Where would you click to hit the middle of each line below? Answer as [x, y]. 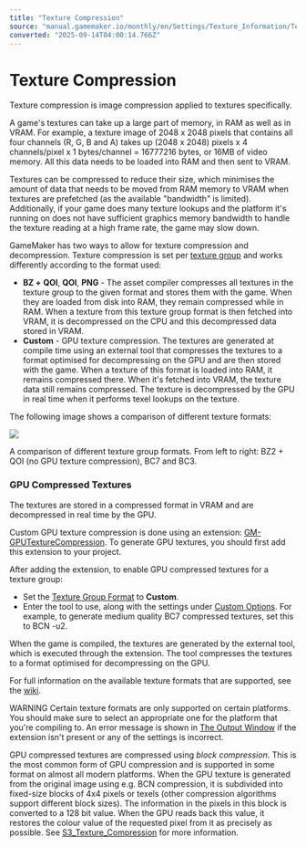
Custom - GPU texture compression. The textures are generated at [148, 341]
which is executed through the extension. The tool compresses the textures [151, 653]
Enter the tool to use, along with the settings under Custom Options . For [157, 606]
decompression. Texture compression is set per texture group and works [146, 256]
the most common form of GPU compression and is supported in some [142, 764]
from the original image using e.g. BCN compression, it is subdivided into [147, 784]
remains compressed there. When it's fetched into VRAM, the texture [152, 380]
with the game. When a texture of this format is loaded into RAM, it [148, 370]
